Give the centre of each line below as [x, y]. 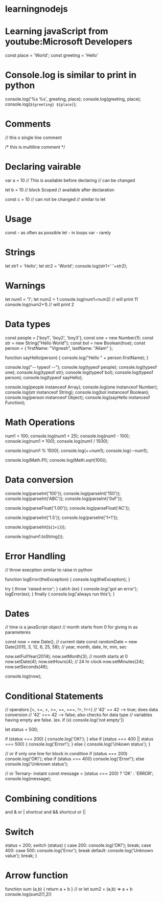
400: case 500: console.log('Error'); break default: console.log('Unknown [79, 851]
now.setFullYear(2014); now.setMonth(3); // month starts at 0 [67, 656]
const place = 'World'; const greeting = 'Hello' [52, 55]
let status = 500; [22, 729]
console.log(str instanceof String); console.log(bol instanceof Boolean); [77, 392]
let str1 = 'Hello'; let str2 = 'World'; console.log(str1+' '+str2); [66, 266]
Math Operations [40, 422]
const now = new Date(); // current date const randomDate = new [71, 642]
